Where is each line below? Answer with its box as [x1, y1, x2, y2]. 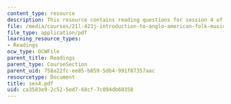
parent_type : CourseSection [7, 61, 88, 68]
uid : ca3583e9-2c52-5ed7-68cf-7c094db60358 [7, 86, 134, 93]
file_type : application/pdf [7, 29, 88, 36]
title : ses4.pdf [7, 80, 54, 87]
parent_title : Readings [7, 55, 76, 62]
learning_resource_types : [7, 36, 81, 42]
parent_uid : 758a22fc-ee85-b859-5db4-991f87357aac [7, 67, 155, 74]
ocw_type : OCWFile [7, 49, 60, 55]
